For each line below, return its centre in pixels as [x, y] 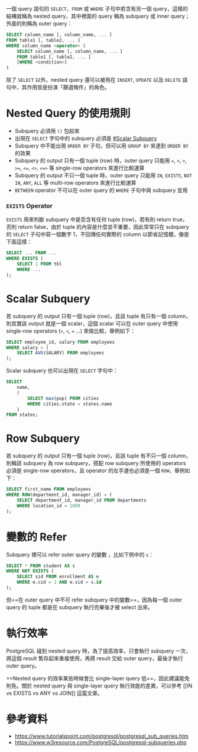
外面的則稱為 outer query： [39, 23]
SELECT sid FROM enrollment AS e [58, 577]
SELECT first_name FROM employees [49, 489]
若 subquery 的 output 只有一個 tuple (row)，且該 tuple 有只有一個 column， [99, 316]
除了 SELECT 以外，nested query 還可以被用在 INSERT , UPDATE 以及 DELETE [94, 80]
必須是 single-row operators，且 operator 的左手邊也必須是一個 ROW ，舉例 [95, 471]
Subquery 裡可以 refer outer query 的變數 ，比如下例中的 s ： [80, 554]
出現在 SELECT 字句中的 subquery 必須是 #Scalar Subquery [86, 139]
